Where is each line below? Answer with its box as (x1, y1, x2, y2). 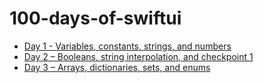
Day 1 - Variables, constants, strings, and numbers (23, 40, 232, 52)
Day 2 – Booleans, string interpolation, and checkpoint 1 (23, 50, 254, 62)
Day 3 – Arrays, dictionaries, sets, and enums (23, 61, 211, 73)
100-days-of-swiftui (9, 7, 182, 30)
